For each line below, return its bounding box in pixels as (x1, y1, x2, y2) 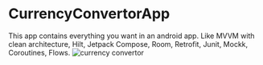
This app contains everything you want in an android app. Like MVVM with (8, 31, 255, 40)
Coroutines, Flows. (8, 48, 71, 57)
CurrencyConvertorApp (8, 5, 171, 23)
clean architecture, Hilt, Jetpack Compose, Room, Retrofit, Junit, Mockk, (8, 39, 249, 48)
